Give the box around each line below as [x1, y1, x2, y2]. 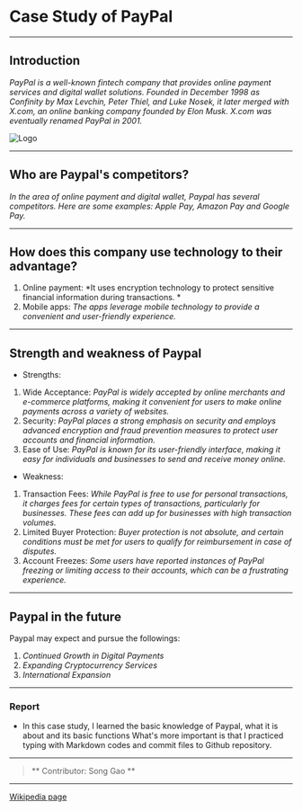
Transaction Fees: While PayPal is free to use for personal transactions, [22, 488, 289, 500]
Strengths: [22, 370, 61, 380]
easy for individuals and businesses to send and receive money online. [22, 454, 286, 465]
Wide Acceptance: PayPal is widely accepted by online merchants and [22, 387, 286, 397]
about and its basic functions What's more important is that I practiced [22, 730, 284, 741]
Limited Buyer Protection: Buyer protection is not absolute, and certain [22, 527, 285, 538]
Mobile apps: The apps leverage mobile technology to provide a [22, 301, 260, 312]
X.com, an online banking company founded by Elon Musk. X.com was [9, 105, 272, 116]
